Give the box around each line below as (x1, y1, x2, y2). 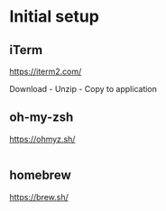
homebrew (9, 168, 71, 183)
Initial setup (9, 6, 99, 27)
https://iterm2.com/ (9, 66, 82, 77)
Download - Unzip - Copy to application (9, 84, 158, 94)
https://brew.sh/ (9, 191, 69, 202)
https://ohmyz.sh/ (9, 133, 76, 144)
